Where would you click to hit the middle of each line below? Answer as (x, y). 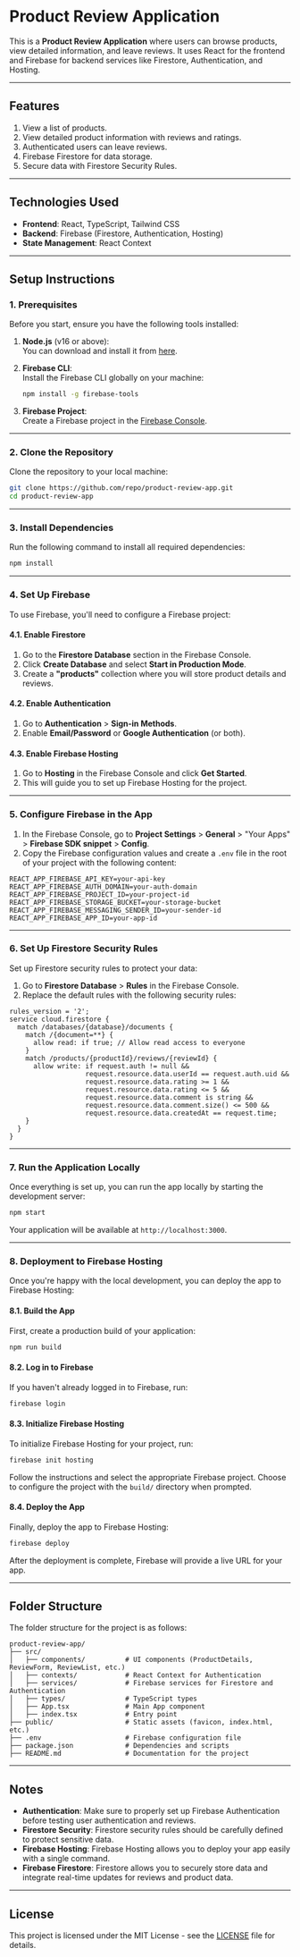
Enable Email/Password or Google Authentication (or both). (133, 733)
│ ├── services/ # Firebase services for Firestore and (142, 1683)
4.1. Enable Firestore (48, 635)
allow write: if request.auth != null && (111, 1066)
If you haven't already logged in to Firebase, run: (99, 1387)
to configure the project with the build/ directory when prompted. (130, 1487)
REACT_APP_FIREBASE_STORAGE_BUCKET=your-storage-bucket (115, 902)
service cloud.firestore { (59, 1019)
